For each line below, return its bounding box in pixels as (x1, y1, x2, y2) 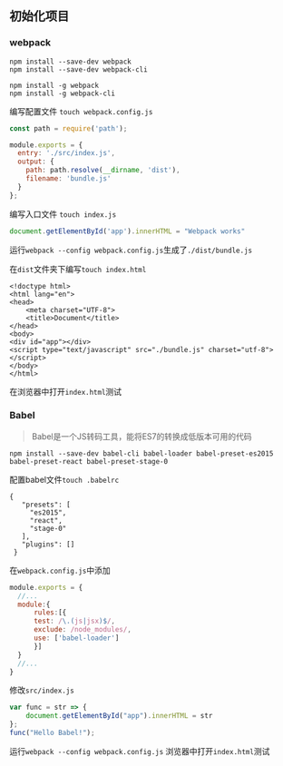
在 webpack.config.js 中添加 (9, 565, 111, 575)
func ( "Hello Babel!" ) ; (9, 729, 95, 738)
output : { (17, 157, 54, 166)
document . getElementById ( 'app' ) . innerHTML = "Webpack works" (9, 226, 246, 236)
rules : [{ (33, 608, 67, 617)
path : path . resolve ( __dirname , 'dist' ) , (25, 166, 181, 175)
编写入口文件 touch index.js (9, 208, 117, 220)
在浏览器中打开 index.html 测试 (9, 386, 122, 397)
